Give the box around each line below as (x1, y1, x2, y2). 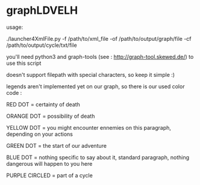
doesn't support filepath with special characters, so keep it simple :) (6, 71, 175, 78)
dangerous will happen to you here (6, 160, 93, 167)
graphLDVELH (6, 4, 78, 17)
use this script (6, 59, 42, 67)
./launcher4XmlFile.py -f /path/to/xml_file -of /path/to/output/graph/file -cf (6, 35, 192, 42)
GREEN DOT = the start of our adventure (6, 142, 107, 149)
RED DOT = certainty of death (6, 100, 80, 108)
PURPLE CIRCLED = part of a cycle (6, 172, 93, 179)
